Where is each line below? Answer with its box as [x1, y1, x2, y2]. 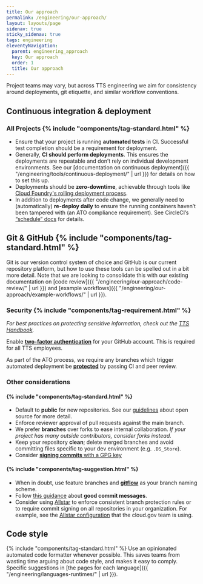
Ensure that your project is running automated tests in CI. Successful [15, 138, 189, 146]
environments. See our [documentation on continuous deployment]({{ [15, 164, 190, 171]
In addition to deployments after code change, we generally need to [15, 196, 185, 203]
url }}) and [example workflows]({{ [32, 284, 118, 291]
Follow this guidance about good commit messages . [15, 492, 147, 499]
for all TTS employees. [6, 344, 62, 352]
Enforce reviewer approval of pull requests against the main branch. [15, 419, 185, 427]
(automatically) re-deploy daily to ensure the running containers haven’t [15, 203, 196, 210]
